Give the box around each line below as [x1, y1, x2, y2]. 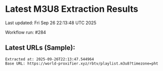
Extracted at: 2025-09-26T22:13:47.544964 [5, 57, 94, 62]
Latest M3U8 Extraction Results [5, 3, 139, 15]
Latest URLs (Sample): [5, 43, 75, 52]
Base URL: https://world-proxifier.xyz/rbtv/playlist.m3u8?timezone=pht [5, 61, 159, 66]
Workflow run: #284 [5, 29, 46, 35]
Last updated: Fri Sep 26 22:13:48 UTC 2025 [5, 20, 97, 26]
